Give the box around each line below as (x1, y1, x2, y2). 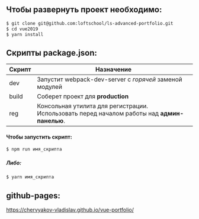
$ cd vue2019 (6, 26, 38, 32)
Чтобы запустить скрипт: (6, 133, 72, 140)
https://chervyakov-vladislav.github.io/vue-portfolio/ (6, 206, 134, 213)
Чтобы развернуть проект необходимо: (6, 5, 162, 15)
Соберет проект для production (37, 92, 129, 101)
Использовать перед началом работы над (37, 109, 159, 118)
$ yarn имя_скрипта (6, 174, 54, 180)
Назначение (95, 65, 132, 73)
